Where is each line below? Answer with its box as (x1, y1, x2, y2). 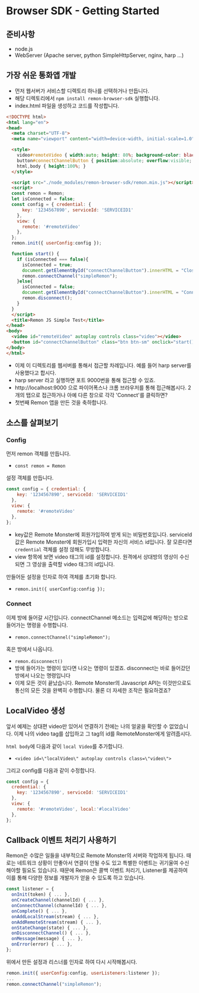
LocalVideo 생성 (6, 706, 65, 716)
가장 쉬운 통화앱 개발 (6, 70, 76, 81)
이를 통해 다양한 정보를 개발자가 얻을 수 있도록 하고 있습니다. (6, 874, 145, 881)
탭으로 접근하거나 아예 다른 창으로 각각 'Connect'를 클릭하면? (25, 391, 168, 398)
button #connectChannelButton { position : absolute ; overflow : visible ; (17, 157, 192, 164)
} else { (17, 278, 33, 284)
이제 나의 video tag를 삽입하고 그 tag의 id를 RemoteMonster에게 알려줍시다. (14, 730, 192, 737)
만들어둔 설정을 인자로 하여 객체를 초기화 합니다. (6, 573, 117, 580)
